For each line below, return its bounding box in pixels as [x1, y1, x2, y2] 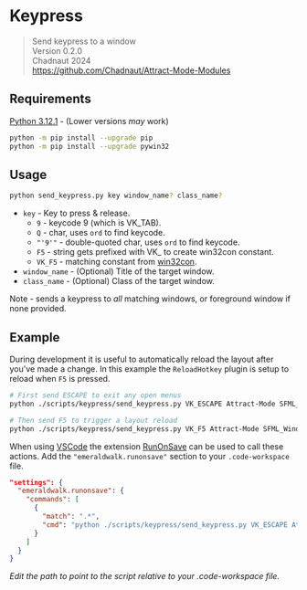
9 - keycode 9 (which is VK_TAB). [36, 217, 162, 228]
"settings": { [9, 478, 64, 487]
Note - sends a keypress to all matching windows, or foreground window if [9, 293, 291, 304]
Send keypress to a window [31, 36, 137, 47]
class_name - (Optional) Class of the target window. [22, 276, 215, 287]
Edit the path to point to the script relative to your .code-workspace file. [9, 571, 281, 582]
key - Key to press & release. [22, 207, 131, 219]
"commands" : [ [26, 495, 79, 504]
